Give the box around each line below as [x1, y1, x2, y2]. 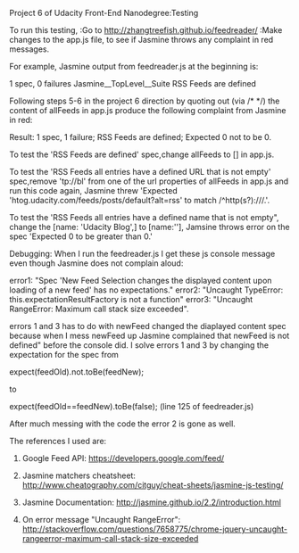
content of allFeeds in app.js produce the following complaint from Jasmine [9, 105, 287, 115]
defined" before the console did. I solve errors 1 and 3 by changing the [9, 340, 270, 351]
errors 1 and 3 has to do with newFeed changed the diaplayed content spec [9, 321, 287, 331]
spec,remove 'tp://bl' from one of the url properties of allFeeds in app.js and [9, 176, 288, 186]
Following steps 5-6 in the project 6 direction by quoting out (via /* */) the [9, 95, 280, 106]
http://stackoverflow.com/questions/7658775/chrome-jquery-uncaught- [21, 524, 288, 534]
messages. [9, 44, 50, 54]
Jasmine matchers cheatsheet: [21, 470, 137, 481]
